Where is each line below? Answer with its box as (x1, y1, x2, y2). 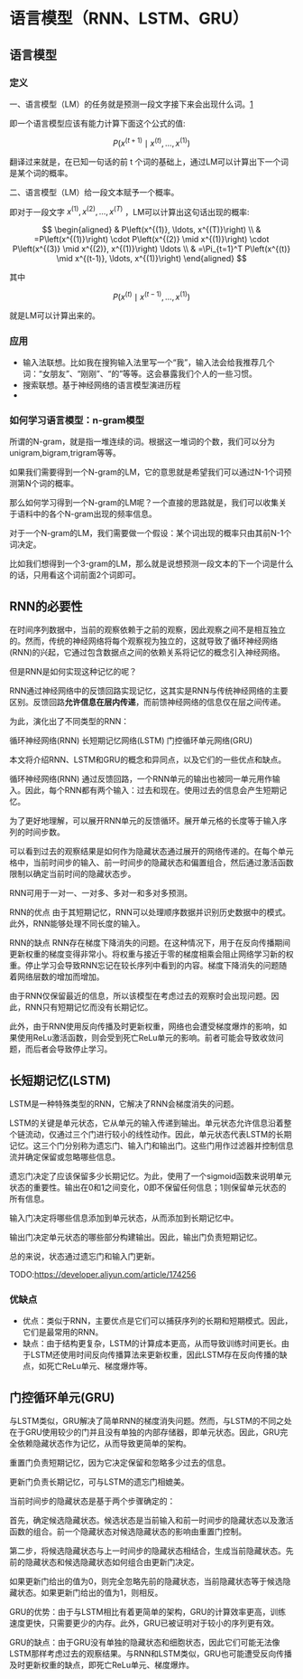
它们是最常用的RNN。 (22, 1326, 104, 1338)
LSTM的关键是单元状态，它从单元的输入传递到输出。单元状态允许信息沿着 (9, 1118, 284, 1128)
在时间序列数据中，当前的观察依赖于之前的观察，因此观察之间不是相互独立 (9, 625, 286, 636)
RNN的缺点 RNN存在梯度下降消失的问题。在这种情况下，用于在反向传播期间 (9, 938, 291, 948)
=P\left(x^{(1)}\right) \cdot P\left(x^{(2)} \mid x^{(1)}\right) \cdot (33, 234, 270, 245)
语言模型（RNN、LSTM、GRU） (9, 8, 249, 29)
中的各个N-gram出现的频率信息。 (32, 508, 157, 520)
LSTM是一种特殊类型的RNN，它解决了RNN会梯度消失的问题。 (9, 1099, 239, 1109)
